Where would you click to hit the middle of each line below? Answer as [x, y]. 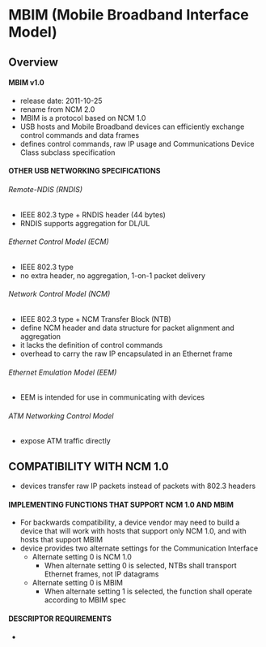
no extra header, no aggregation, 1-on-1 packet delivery [113, 275]
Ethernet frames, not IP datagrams [101, 574]
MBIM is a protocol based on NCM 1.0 [83, 118]
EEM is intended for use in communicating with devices [112, 397]
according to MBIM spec [85, 600]
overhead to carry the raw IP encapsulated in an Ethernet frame [126, 353]
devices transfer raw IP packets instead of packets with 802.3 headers [138, 486]
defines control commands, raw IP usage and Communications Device [137, 144]
